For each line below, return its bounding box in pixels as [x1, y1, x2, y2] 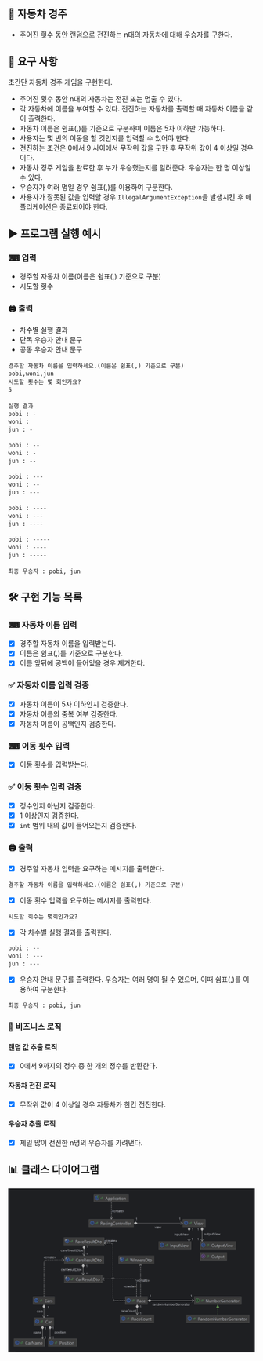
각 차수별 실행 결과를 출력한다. [19, 928, 112, 937]
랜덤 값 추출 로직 [8, 1042, 58, 1052]
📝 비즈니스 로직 [8, 1021, 62, 1032]
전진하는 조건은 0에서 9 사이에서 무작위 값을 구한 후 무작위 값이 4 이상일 [19, 143, 240, 152]
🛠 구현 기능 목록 [8, 591, 83, 604]
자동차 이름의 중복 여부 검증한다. [19, 709, 118, 718]
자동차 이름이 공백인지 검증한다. [19, 719, 116, 728]
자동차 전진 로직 [8, 1081, 56, 1090]
